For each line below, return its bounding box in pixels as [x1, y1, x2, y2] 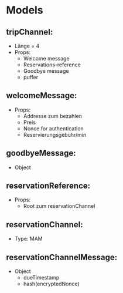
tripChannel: [6, 27, 53, 37]
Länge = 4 [14, 42, 40, 49]
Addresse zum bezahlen [23, 112, 82, 119]
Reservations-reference [23, 61, 81, 68]
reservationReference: [6, 181, 91, 191]
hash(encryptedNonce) [23, 280, 80, 288]
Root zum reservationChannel [23, 203, 95, 210]
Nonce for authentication [23, 124, 84, 132]
